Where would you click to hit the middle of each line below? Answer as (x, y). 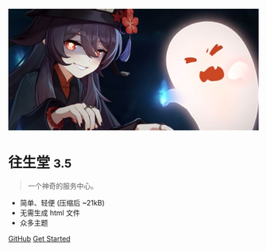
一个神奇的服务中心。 (62, 186)
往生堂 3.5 (40, 162)
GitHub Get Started (39, 239)
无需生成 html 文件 (50, 213)
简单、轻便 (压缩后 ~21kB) (62, 203)
